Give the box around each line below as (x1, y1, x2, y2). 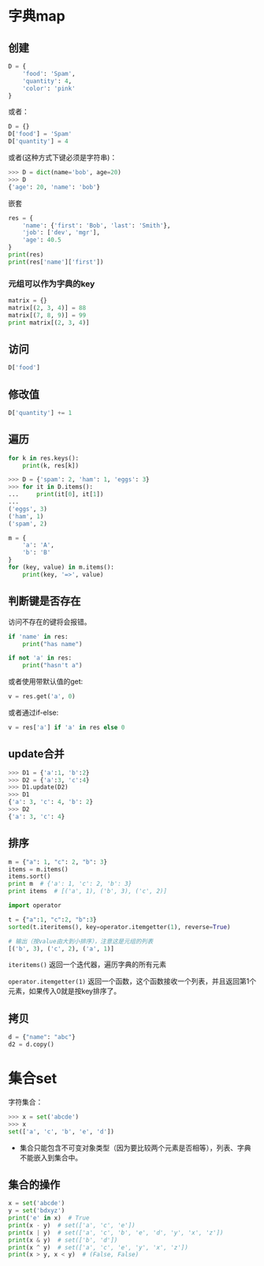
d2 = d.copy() (8, 1040, 55, 1049)
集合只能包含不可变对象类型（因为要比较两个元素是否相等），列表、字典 (19, 1143, 251, 1152)
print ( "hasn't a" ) (22, 662, 83, 670)
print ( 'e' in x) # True (8, 1214, 90, 1223)
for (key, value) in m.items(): (8, 563, 114, 572)
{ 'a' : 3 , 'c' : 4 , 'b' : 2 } (8, 798, 93, 806)
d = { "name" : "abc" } (8, 1033, 76, 1041)
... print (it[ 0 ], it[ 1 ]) (8, 491, 104, 499)
